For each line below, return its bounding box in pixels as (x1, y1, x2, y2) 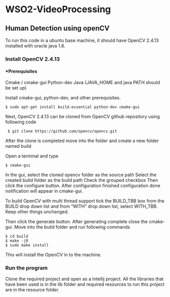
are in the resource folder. (5, 287, 60, 293)
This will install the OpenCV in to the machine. (5, 252, 102, 258)
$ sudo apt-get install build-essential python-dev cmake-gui (5, 104, 140, 110)
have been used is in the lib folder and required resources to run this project (5, 281, 164, 287)
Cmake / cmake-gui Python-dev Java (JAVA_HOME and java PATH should (5, 79, 160, 86)
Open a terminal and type (5, 153, 59, 159)
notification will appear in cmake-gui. (5, 188, 83, 194)
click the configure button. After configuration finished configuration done (5, 182, 160, 189)
